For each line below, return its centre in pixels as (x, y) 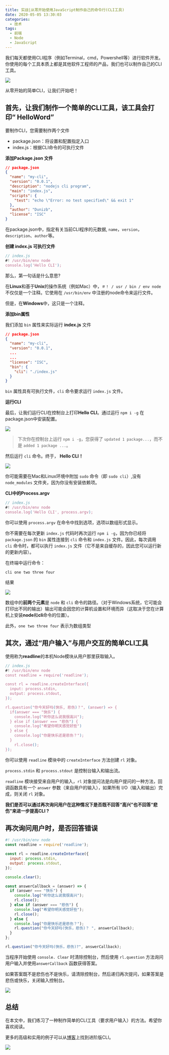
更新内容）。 (22, 552)
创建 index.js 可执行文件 (30, 246)
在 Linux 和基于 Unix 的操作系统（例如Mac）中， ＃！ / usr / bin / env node (83, 286)
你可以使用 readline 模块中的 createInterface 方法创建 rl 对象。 (72, 760)
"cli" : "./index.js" (36, 372)
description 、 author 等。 (31, 236)
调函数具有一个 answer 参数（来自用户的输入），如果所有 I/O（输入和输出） (82, 787)
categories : (18, 19)
